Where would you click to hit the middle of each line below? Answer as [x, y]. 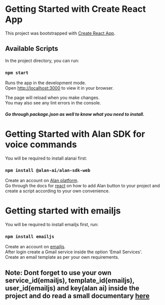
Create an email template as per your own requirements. [62, 257]
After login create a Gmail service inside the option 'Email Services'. [74, 252]
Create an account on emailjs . [35, 247]
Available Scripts [32, 49]
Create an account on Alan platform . [42, 180]
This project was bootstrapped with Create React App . [60, 33]
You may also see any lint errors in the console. [53, 103]
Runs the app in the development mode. [46, 83]
